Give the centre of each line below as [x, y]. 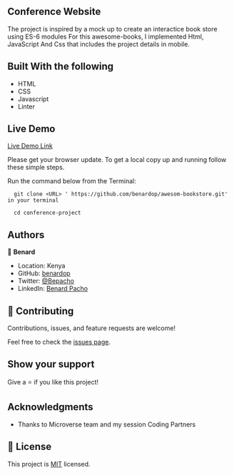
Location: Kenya [41, 266]
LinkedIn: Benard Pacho [52, 289]
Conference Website [54, 12]
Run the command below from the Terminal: [72, 181]
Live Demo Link [30, 146]
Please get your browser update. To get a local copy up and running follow [117, 160]
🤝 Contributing [41, 311]
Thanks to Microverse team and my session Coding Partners [107, 424]
